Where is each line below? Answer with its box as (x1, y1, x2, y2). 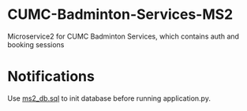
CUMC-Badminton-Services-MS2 (7, 6, 234, 24)
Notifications (7, 68, 95, 86)
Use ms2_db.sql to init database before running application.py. (7, 93, 211, 103)
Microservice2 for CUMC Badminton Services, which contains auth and (7, 31, 240, 41)
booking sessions (7, 39, 65, 49)
